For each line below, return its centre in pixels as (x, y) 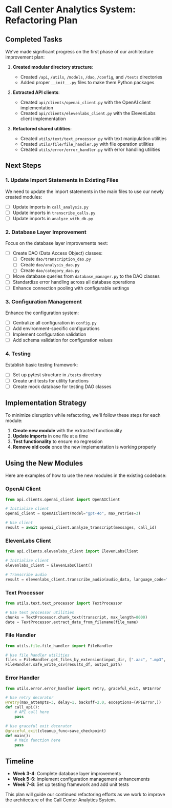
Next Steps (23, 166)
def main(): (18, 736)
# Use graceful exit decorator (39, 726)
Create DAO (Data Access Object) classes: (58, 253)
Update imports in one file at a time (50, 436)
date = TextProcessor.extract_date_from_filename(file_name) (72, 622)
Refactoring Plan (41, 20)
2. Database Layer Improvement (46, 232)
